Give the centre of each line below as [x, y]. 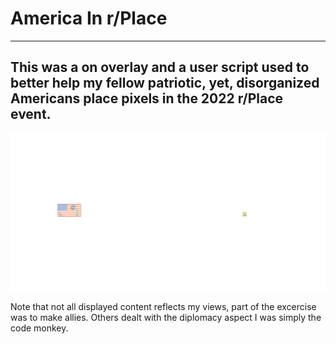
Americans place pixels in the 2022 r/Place [147, 98]
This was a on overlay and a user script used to [160, 67]
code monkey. [39, 328]
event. [31, 114]
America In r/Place [89, 18]
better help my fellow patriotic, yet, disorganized [165, 83]
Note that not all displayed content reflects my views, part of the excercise [163, 306]
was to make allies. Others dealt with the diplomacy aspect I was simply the [166, 317]
